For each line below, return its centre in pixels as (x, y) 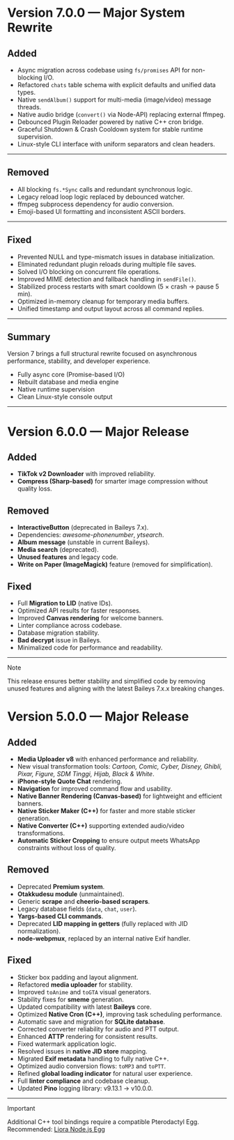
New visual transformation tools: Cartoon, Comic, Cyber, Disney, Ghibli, (120, 767)
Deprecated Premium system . (61, 886)
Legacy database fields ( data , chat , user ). (77, 909)
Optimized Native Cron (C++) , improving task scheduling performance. (120, 1014)
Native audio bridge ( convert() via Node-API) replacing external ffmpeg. (121, 114)
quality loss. (34, 488)
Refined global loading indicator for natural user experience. (105, 1073)
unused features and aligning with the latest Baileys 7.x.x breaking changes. (116, 688)
